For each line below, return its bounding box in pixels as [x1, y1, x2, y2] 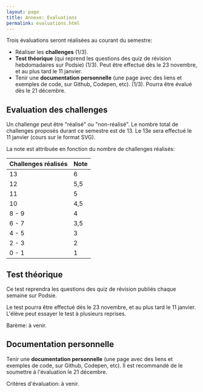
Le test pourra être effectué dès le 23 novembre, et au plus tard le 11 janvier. [6, 304, 196, 311]
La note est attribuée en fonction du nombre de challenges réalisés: [6, 145, 175, 153]
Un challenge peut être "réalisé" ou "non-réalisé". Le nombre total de [6, 121, 179, 128]
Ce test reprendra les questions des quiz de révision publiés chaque [6, 285, 177, 293]
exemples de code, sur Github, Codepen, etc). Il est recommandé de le [6, 362, 183, 369]
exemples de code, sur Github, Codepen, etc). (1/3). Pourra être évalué [15, 81, 192, 88]
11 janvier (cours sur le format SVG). [6, 134, 96, 141]
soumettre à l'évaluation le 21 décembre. [6, 368, 108, 376]
